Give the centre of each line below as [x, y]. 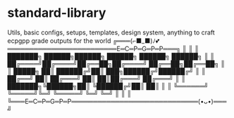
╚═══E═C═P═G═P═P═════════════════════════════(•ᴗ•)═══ [117, 101]
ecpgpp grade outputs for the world [59, 41]
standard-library [57, 13]
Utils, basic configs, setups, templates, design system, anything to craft [111, 32]
